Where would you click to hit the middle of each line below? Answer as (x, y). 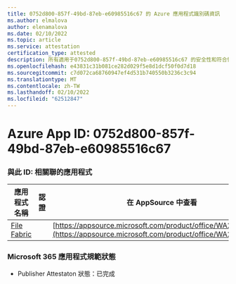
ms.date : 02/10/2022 (38, 33)
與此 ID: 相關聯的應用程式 (50, 172)
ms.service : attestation (44, 47)
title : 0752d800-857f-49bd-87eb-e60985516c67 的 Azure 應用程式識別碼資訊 (114, 14)
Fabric (21, 235)
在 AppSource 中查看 (162, 203)
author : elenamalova (38, 27)
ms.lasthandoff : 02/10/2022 (48, 92)
